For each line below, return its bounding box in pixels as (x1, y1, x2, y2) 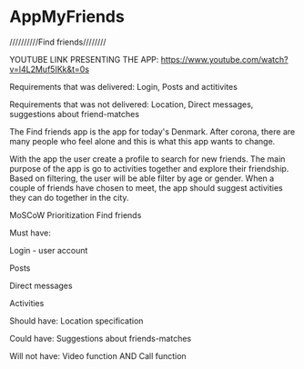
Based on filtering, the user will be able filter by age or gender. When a (9, 173, 275, 184)
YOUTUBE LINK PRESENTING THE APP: (9, 54, 159, 65)
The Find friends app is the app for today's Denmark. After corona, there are (9, 125, 296, 137)
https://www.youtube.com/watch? (160, 54, 289, 65)
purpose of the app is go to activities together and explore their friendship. (9, 163, 289, 174)
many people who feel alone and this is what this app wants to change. (9, 135, 276, 146)
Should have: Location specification (9, 315, 144, 326)
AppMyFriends (9, 6, 125, 27)
